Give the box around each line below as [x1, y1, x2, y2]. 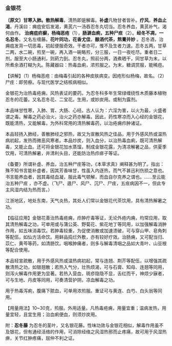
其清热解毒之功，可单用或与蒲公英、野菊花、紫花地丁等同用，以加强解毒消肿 [5, 221, 167, 227]
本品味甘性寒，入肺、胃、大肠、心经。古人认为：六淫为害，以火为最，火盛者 [5, 107, 167, 114]
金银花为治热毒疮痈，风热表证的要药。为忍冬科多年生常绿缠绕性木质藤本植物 [5, 90, 167, 96]
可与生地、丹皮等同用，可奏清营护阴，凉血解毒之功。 [5, 277, 118, 283]
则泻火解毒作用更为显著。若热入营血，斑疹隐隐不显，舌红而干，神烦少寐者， [5, 270, 167, 277]
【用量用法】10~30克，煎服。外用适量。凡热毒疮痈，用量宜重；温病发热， [5, 305, 162, 311]
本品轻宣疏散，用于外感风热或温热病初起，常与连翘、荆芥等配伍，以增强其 [5, 257, 162, 264]
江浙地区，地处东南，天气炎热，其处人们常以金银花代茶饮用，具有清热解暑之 [5, 198, 167, 204]
